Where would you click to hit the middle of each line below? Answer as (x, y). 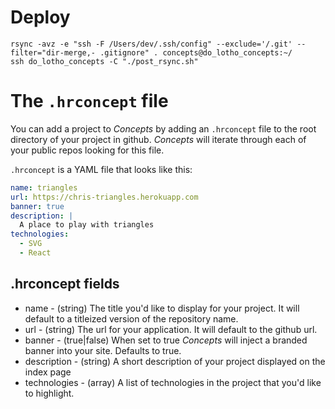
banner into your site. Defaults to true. (103, 350)
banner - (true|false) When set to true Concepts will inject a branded (166, 340)
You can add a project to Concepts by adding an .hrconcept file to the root (163, 128)
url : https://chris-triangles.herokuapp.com (104, 197)
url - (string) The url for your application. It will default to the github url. (171, 329)
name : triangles (44, 187)
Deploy (40, 17)
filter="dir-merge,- (53, 52)
